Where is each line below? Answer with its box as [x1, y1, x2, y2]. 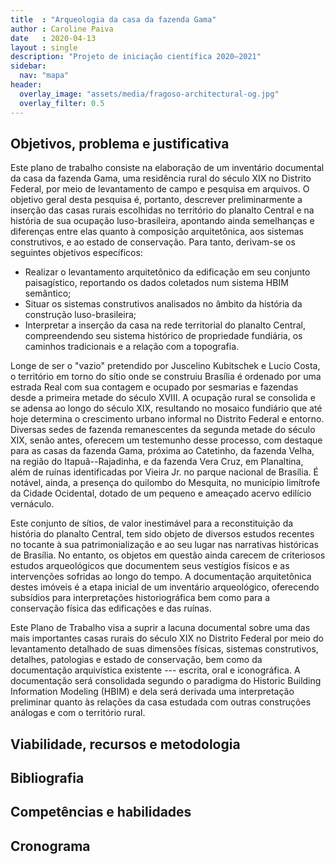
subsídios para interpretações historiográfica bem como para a [10, 592, 271, 604]
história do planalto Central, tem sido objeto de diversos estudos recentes [10, 528, 315, 540]
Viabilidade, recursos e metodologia [10, 736, 241, 753]
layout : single [10, 42, 78, 53]
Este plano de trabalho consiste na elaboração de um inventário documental [10, 162, 325, 174]
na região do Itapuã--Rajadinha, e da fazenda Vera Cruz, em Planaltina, [10, 456, 304, 468]
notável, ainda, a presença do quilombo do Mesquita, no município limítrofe [10, 477, 321, 489]
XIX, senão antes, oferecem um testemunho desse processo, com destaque [10, 434, 323, 446]
